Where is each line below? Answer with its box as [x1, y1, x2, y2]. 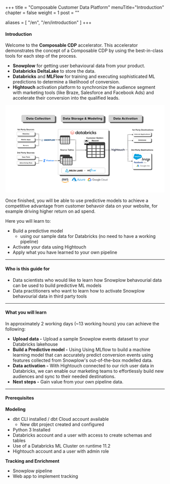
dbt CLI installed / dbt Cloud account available [12, 416, 109, 422]
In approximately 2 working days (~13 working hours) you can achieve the [5, 320, 159, 326]
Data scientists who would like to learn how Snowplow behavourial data [12, 277, 162, 283]
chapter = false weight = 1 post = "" [5, 10, 79, 16]
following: [5, 326, 26, 332]
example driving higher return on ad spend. [5, 208, 96, 214]
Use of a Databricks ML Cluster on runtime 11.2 [12, 443, 111, 449]
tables [12, 437, 26, 444]
